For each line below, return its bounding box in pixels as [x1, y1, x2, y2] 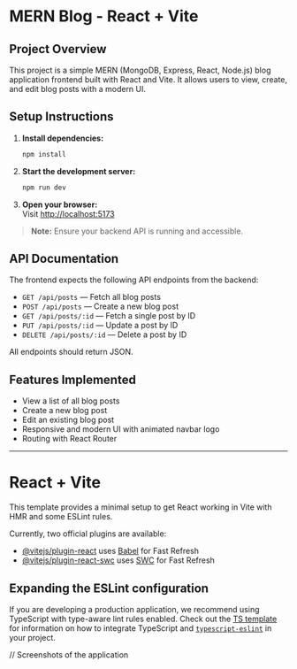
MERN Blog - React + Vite [9, 6, 199, 27]
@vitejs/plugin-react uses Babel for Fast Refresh [21, 546, 200, 557]
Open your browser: [21, 199, 98, 210]
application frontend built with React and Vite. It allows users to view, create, [9, 74, 288, 85]
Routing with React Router [21, 434, 118, 444]
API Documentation [9, 250, 119, 266]
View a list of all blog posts [21, 396, 120, 406]
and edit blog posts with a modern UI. [9, 84, 147, 94]
